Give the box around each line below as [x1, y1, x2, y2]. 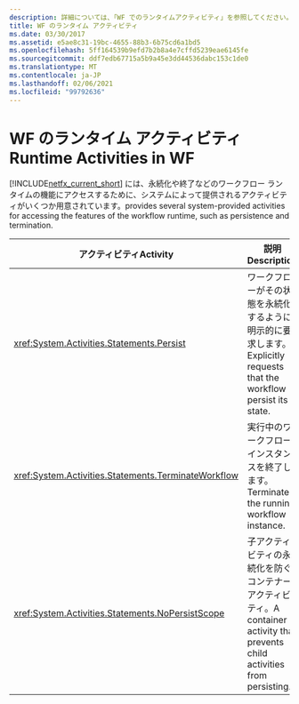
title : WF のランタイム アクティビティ [9, 21, 139, 30]
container [246, 614, 287, 627]
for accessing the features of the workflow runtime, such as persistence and [9, 211, 290, 221]
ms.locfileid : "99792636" [9, 87, 105, 96]
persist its [246, 394, 288, 406]
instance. [246, 519, 287, 532]
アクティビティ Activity [78, 248, 174, 260]
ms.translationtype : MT [9, 63, 98, 72]
